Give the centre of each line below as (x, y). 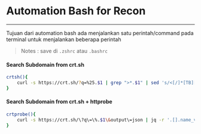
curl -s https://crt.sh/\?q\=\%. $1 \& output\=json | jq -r (91, 120)
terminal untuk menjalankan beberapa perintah (64, 39)
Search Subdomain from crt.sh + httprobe (59, 102)
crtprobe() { (21, 114)
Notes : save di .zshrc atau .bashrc (64, 51)
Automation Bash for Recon (76, 11)
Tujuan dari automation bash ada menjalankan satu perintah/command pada (100, 33)
